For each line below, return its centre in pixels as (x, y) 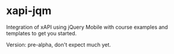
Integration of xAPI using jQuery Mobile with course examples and (87, 27)
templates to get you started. (42, 33)
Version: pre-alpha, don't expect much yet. (58, 45)
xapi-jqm (29, 11)
